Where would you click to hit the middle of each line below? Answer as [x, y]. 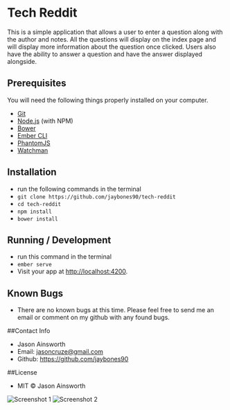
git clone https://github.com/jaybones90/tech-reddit [96, 197]
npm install [34, 212]
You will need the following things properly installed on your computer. [108, 100]
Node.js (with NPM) [45, 121]
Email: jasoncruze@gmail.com [60, 352]
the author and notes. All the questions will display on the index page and [112, 39]
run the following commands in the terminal [79, 189]
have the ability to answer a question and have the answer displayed [105, 54]
